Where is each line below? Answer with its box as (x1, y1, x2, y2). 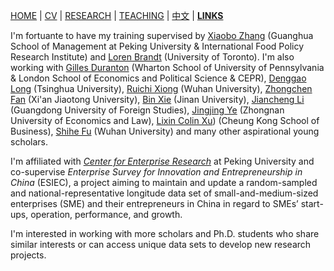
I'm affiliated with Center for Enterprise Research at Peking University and (10, 155, 315, 167)
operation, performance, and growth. (30, 209, 183, 220)
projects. (10, 249, 47, 261)
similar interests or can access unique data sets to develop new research (10, 239, 312, 250)
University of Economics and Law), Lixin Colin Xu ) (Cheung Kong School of (10, 115, 320, 126)
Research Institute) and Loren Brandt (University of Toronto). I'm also (10, 51, 295, 63)
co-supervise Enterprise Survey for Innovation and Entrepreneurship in (10, 166, 303, 178)
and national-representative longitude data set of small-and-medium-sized (10, 187, 319, 199)
